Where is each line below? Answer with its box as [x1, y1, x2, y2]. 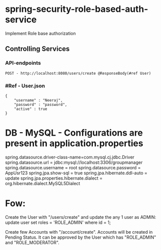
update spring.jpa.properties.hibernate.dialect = [5, 175, 103, 181]
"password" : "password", [14, 102, 68, 107]
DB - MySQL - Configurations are [5, 127, 143, 139]
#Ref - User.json [5, 82, 45, 89]
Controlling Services [5, 45, 70, 53]
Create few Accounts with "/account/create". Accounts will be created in [5, 229, 153, 235]
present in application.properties [5, 138, 143, 149]
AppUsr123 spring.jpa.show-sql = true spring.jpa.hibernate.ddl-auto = [5, 170, 148, 176]
